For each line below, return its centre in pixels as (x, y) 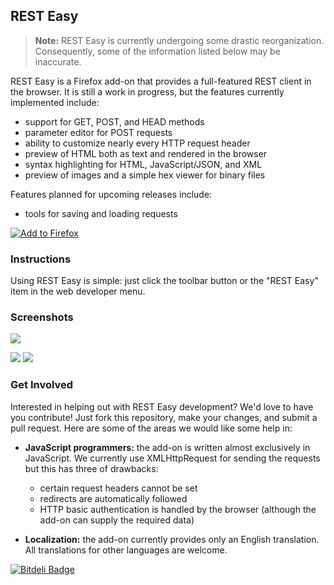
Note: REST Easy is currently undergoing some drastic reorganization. (179, 40)
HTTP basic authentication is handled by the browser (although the (178, 509)
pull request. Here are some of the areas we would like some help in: (151, 428)
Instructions (41, 259)
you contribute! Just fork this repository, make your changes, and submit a (164, 417)
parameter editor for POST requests (98, 132)
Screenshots (42, 317)
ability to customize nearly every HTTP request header (137, 143)
